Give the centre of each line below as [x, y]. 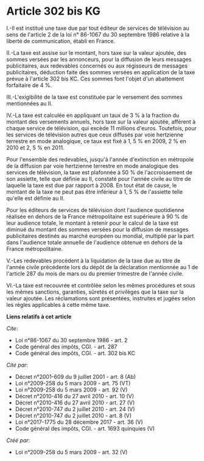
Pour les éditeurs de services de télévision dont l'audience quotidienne [95, 210]
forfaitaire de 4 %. [29, 85]
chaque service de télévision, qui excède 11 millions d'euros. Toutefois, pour [101, 128]
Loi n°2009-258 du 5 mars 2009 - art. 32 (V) [71, 452]
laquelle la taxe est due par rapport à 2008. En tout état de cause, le [92, 185]
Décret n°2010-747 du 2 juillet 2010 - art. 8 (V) [73, 415]
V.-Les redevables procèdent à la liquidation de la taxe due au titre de [93, 261]
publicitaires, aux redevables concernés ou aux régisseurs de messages [97, 66]
